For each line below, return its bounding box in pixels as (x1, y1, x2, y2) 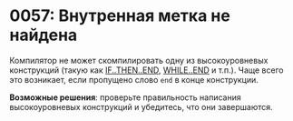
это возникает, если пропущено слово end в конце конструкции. (9, 74, 259, 85)
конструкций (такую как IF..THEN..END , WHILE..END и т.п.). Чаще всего (9, 65, 284, 76)
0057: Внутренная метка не (9, 5, 231, 26)
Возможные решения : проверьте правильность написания (9, 92, 242, 103)
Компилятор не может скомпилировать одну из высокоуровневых (9, 55, 269, 66)
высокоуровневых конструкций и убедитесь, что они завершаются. (9, 101, 274, 112)
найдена (9, 25, 78, 45)
